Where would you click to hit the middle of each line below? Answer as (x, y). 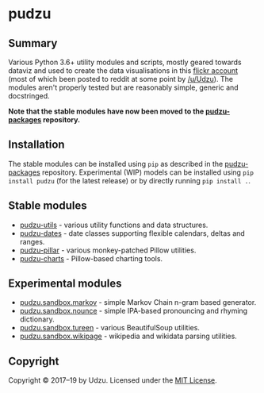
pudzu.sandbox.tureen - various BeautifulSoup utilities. (110, 328)
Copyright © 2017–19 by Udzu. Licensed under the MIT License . (113, 380)
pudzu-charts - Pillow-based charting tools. (91, 258)
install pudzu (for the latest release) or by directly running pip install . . (130, 180)
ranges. (32, 241)
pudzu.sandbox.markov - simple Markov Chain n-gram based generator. (138, 302)
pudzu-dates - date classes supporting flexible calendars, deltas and (132, 233)
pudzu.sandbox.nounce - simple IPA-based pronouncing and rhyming (134, 311)
